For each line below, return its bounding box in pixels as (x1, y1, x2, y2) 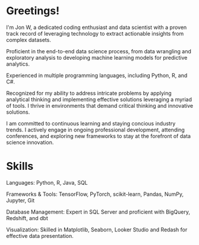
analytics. (6, 60, 30, 67)
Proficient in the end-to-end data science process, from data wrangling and (6, 47, 192, 54)
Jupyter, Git (6, 196, 35, 204)
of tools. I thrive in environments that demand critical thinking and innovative (6, 102, 194, 109)
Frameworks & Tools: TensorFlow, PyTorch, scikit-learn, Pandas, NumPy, (6, 191, 184, 198)
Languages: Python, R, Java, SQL (6, 179, 88, 186)
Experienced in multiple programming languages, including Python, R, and (6, 72, 188, 79)
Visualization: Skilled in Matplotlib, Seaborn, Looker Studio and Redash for (6, 226, 188, 233)
